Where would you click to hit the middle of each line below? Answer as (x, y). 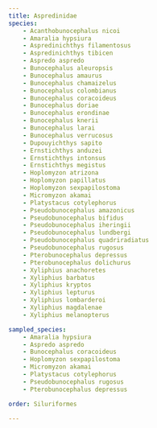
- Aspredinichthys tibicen (68, 53)
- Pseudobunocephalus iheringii (77, 225)
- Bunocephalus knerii (61, 121)
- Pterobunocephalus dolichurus (77, 262)
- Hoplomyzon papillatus (64, 181)
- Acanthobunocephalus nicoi (72, 31)
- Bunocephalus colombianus (70, 91)
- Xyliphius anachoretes (64, 270)
